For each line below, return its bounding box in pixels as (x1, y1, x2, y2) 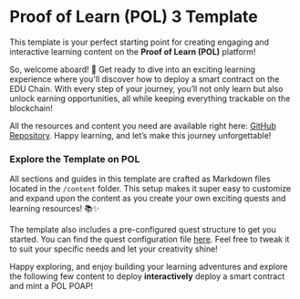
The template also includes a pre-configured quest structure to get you (9, 224, 276, 235)
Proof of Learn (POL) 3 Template (9, 6, 258, 27)
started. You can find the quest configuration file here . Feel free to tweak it (9, 234, 290, 245)
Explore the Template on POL (9, 152, 140, 165)
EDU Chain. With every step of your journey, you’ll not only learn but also (9, 83, 284, 94)
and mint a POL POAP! (9, 281, 94, 292)
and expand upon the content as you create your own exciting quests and (9, 193, 286, 204)
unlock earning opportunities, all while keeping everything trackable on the (9, 93, 291, 104)
